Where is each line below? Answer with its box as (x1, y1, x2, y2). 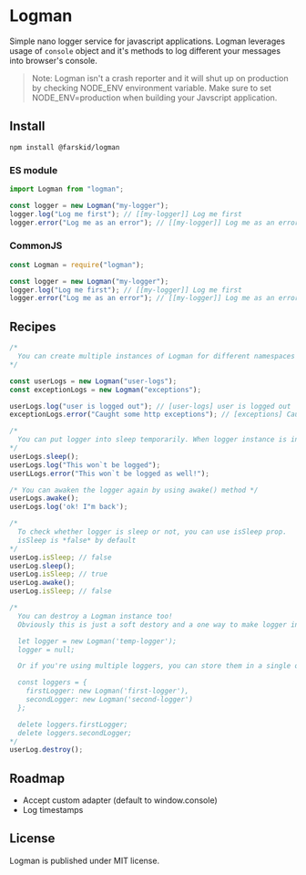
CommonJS (9, 239, 63, 252)
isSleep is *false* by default (17, 536, 137, 545)
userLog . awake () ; (9, 578, 76, 588)
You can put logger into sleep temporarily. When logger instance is (17, 435, 287, 444)
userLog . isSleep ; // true (9, 569, 107, 579)
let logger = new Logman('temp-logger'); (17, 636, 178, 646)
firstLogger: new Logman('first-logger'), (25, 686, 189, 696)
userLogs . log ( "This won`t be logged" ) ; (9, 460, 161, 470)
